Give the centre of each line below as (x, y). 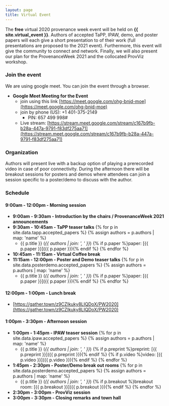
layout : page (19, 10)
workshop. (16, 62)
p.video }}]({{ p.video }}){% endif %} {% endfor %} (74, 360)
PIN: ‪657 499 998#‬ (48, 117)
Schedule (17, 193)
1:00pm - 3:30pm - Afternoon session (46, 321)
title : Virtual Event (28, 15)
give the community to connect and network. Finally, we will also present (81, 51)
